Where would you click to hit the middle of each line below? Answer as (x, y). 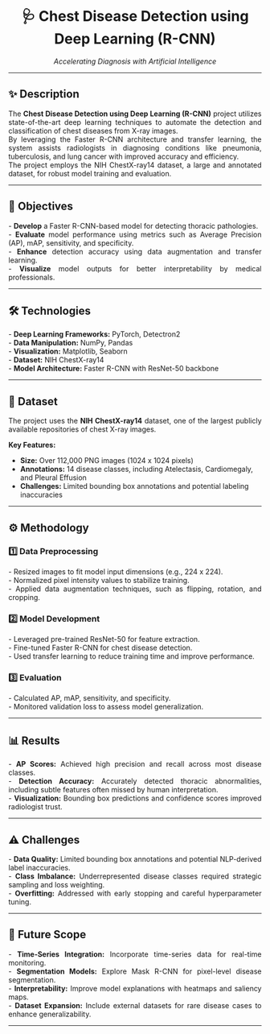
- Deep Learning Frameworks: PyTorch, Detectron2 (94, 334)
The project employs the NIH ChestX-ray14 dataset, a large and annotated (135, 165)
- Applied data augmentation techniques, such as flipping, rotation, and (135, 589)
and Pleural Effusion (53, 478)
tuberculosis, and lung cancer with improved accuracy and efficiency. (124, 156)
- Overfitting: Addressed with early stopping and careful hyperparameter (135, 893)
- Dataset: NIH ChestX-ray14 (56, 360)
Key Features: (32, 445)
